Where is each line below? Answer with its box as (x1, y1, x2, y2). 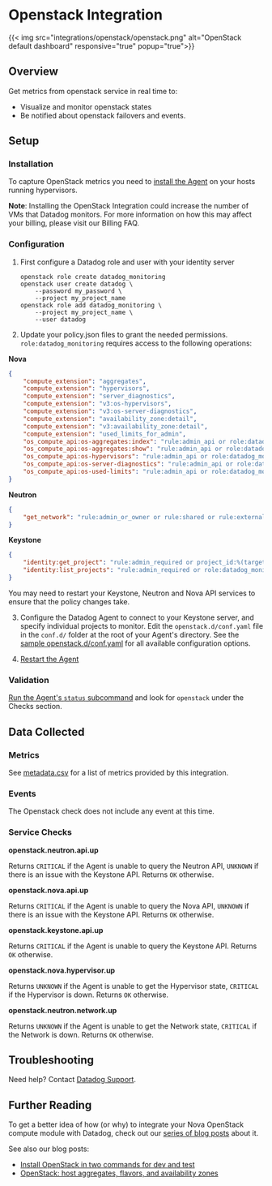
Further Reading (8, 1098, 92, 1112)
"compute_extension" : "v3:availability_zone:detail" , (23, 422, 208, 431)
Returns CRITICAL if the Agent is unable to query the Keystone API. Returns (8, 941, 257, 951)
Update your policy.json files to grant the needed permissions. (19, 329, 228, 339)
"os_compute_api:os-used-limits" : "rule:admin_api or (23, 468, 208, 476)
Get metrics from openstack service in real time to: (8, 86, 178, 96)
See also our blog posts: (8, 1144, 90, 1154)
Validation (8, 674, 50, 685)
